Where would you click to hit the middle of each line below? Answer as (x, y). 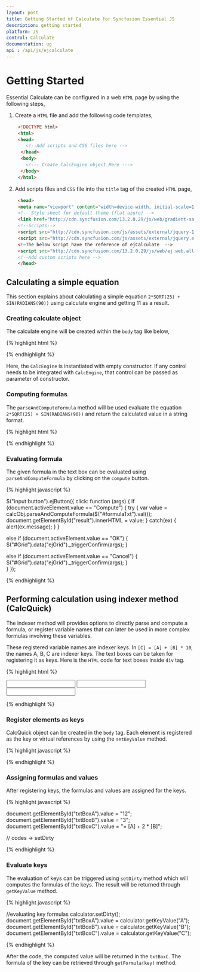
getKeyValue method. (32, 891)
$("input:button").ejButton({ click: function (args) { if (70, 502)
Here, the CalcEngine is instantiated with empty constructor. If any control (96, 366)
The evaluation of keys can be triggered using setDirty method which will (97, 878)
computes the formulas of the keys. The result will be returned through (93, 884)
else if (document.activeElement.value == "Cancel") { (72, 557)
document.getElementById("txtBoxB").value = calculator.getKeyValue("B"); (98, 927)
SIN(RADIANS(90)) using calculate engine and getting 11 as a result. (88, 303)
